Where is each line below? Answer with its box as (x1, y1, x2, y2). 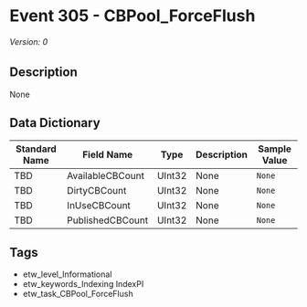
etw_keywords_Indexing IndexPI (22, 279, 144, 290)
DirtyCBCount (67, 184, 127, 196)
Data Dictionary (9, 115, 101, 131)
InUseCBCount (67, 198, 131, 211)
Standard (15, 143, 57, 155)
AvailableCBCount (67, 169, 144, 182)
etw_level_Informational (22, 269, 112, 280)
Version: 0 (9, 36, 48, 47)
